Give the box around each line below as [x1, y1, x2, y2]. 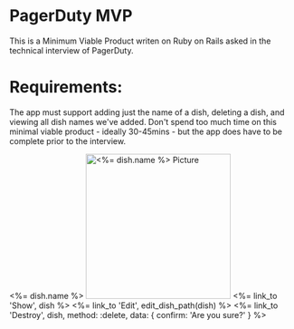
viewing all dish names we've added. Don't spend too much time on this [9, 116, 278, 127]
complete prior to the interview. [9, 135, 127, 146]
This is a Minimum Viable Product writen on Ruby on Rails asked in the [9, 35, 271, 46]
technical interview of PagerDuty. [9, 44, 134, 55]
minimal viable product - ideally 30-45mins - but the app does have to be [9, 126, 283, 137]
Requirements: [9, 77, 123, 98]
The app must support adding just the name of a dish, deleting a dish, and [9, 106, 285, 118]
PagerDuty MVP [9, 5, 133, 26]
